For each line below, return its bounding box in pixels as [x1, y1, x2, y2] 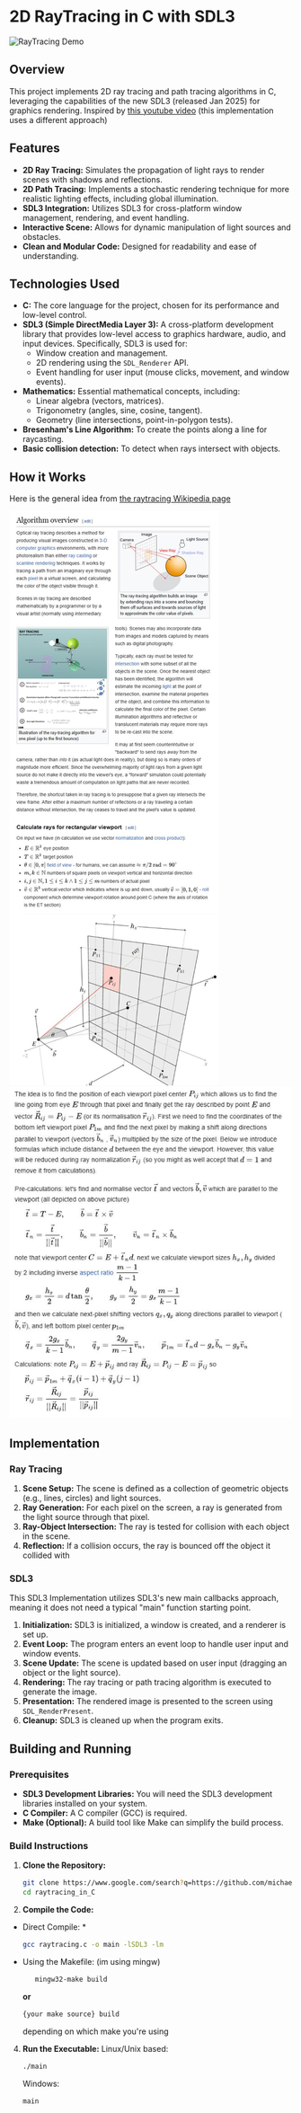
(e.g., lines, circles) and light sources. [22, 1493, 162, 1504]
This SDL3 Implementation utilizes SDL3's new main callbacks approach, [9, 1593, 279, 1604]
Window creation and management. [35, 348, 168, 358]
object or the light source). [22, 1667, 121, 1678]
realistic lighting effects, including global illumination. [22, 193, 219, 204]
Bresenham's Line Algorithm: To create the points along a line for [22, 424, 268, 435]
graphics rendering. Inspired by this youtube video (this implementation [9, 105, 274, 116]
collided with [22, 1550, 70, 1560]
